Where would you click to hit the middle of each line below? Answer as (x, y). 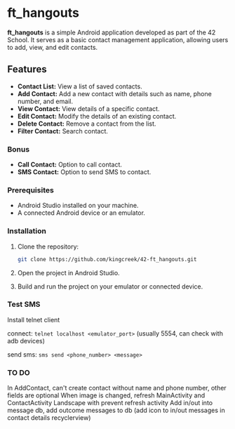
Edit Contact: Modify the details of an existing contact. (97, 116)
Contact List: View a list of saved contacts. (80, 86)
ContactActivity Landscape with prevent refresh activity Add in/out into (110, 403)
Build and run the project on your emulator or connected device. (110, 286)
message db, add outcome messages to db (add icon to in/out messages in (116, 410)
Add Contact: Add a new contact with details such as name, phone (114, 93)
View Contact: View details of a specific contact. (88, 108)
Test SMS (24, 305)
